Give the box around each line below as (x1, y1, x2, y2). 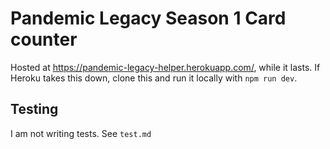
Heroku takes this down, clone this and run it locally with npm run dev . (10, 72, 298, 84)
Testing (10, 101, 59, 118)
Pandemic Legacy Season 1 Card (10, 7, 287, 30)
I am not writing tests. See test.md (10, 127, 152, 139)
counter (10, 28, 78, 51)
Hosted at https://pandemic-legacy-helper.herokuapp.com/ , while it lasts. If (10, 61, 321, 73)
